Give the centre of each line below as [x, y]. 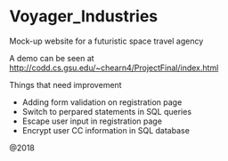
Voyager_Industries [84, 16]
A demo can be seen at [52, 58]
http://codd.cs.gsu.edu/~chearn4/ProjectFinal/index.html [114, 68]
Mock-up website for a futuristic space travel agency [106, 41]
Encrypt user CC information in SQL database [106, 130]
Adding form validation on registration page [102, 102]
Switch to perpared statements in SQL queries [107, 111]
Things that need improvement [65, 85]
